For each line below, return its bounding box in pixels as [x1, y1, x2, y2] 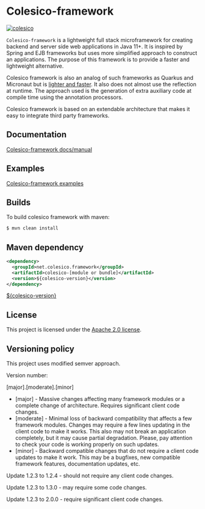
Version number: [6, 372, 48, 379]
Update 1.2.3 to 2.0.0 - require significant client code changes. [6, 496, 164, 503]
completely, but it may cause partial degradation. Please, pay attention [15, 435, 193, 442]
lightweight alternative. [6, 62, 64, 70]
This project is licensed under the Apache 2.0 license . [6, 326, 142, 333]
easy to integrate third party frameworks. [6, 112, 110, 119]
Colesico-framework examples [6, 179, 84, 187]
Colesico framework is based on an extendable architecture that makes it [6, 105, 190, 112]
